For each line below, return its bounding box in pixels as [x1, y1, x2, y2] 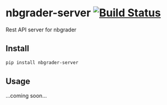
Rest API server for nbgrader [5, 26, 77, 33]
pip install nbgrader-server [5, 59, 79, 66]
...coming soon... [5, 92, 47, 100]
